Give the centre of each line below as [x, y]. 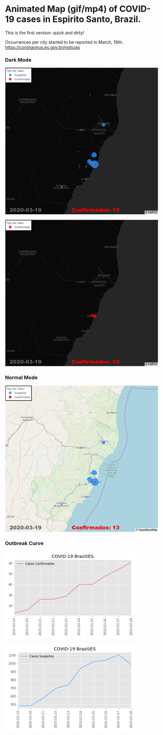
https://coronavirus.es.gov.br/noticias [42, 47]
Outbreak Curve [24, 543]
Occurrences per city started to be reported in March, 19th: [64, 42]
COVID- [135, 9]
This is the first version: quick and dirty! [45, 33]
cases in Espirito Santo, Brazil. [79, 19]
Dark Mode [18, 60]
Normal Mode [21, 377]
